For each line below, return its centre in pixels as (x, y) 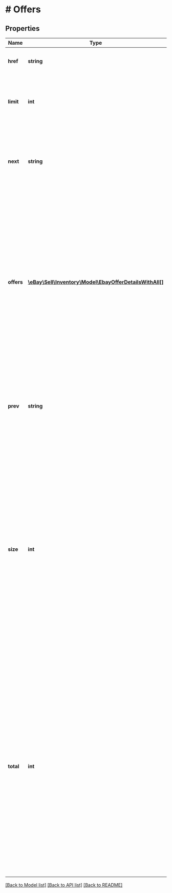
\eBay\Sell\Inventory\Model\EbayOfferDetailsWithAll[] (96, 282)
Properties (23, 29)
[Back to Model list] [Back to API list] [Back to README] (64, 885)
